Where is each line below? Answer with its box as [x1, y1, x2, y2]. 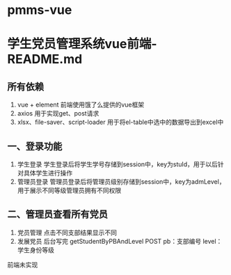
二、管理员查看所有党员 [7, 208, 108, 221]
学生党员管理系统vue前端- [7, 36, 157, 52]
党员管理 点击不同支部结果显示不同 [17, 228, 117, 237]
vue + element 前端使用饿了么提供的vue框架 [17, 100, 145, 109]
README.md [7, 52, 83, 68]
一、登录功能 [7, 140, 63, 152]
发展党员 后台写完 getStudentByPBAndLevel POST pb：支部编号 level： [17, 237, 223, 245]
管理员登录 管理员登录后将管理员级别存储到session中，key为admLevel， [17, 178, 225, 186]
